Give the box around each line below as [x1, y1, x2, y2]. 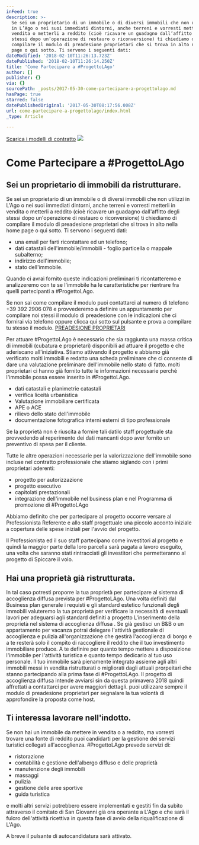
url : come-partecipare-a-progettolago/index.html [6, 108, 131, 114]
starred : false [6, 97, 44, 103]
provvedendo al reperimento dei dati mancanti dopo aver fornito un [6, 434, 170, 441]
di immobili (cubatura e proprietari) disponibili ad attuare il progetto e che [6, 342, 185, 350]
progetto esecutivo [14, 482, 61, 489]
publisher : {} [6, 75, 41, 81]
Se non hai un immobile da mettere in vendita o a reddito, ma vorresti [6, 728, 175, 735]
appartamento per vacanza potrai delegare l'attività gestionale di [6, 626, 164, 634]
